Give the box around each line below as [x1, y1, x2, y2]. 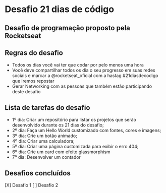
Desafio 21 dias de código [5, 4, 115, 15]
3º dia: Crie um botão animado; [12, 133, 78, 139]
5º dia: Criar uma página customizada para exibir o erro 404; [12, 144, 139, 150]
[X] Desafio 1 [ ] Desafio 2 [5, 182, 59, 188]
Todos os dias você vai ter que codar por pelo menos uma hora [12, 62, 144, 68]
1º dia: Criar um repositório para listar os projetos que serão [12, 117, 137, 123]
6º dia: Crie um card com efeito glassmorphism [12, 149, 110, 155]
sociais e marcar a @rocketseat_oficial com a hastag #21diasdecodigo [12, 73, 158, 79]
